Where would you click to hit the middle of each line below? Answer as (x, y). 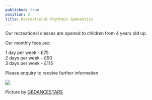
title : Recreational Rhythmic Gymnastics (49, 19)
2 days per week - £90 (29, 58)
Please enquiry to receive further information (52, 73)
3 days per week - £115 (29, 63)
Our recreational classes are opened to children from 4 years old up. (76, 33)
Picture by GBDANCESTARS (34, 92)
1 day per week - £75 (27, 52)
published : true (22, 10)
